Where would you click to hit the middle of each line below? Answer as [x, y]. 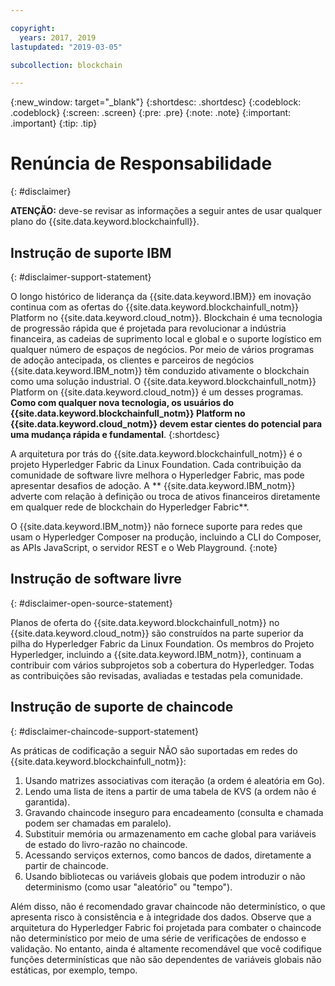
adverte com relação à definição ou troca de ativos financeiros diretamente [165, 496]
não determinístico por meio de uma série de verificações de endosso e [158, 938]
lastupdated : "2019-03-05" [66, 47]
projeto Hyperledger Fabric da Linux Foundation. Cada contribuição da [156, 464]
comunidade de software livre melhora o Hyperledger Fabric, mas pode [157, 475]
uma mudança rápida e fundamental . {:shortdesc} [115, 434]
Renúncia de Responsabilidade [141, 163]
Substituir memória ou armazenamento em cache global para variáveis [170, 833]
